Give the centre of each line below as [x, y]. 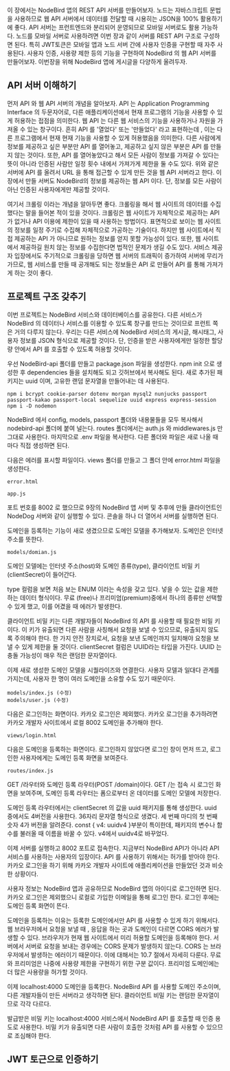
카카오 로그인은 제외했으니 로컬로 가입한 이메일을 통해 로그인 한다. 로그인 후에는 [113, 897]
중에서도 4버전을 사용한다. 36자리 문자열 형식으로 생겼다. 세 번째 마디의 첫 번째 [112, 816]
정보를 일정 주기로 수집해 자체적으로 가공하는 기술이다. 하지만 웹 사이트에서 [114, 230]
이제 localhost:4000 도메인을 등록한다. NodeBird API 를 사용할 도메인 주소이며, [114, 986]
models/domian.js [32, 552]
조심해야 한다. [33, 1035]
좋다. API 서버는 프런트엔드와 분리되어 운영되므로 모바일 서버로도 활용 [107, 27]
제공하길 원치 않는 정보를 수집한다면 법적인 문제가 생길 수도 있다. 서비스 [115, 247]
